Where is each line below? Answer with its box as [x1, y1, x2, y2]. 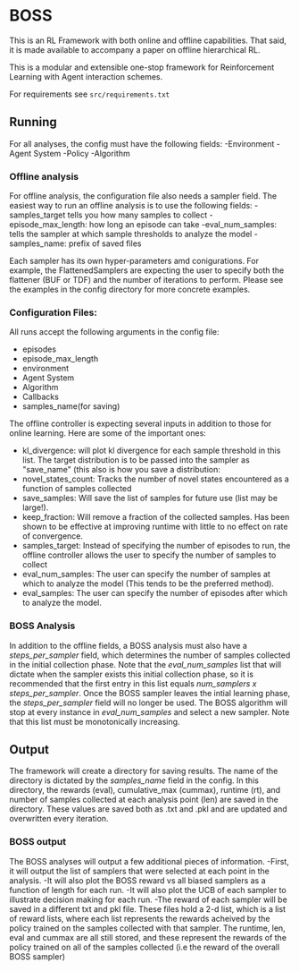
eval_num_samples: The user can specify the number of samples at [21, 569, 270, 580]
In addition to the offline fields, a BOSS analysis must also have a [9, 640, 248, 651]
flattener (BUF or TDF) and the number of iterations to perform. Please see [9, 275, 284, 285]
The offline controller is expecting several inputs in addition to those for [9, 418, 272, 430]
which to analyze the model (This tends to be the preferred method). [21, 578, 275, 589]
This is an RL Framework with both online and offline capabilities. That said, [9, 35, 287, 46]
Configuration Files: [9, 306, 98, 319]
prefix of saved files [68, 238, 142, 249]
